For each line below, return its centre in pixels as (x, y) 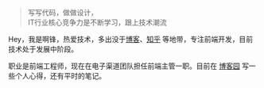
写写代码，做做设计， (62, 12)
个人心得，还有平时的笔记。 (60, 76)
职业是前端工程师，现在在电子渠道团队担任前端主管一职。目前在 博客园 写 (128, 66)
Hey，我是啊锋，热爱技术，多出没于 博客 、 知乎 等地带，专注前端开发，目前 (131, 39)
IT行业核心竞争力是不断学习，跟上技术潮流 (97, 22)
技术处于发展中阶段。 (43, 49)
